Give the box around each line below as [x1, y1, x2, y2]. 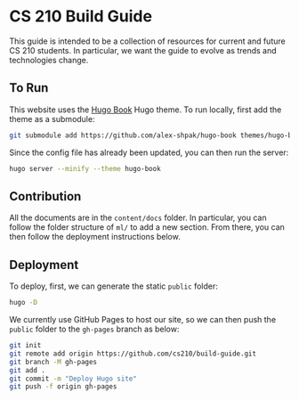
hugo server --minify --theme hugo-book [9, 164, 162, 173]
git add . [9, 365, 46, 375]
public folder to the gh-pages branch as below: [9, 323, 180, 334]
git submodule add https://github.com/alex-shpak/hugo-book [9, 131, 238, 140]
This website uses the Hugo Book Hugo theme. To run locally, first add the [9, 104, 282, 115]
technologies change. [9, 54, 89, 65]
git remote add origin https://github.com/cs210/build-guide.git [9, 349, 256, 358]
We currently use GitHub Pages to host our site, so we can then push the [9, 314, 277, 324]
